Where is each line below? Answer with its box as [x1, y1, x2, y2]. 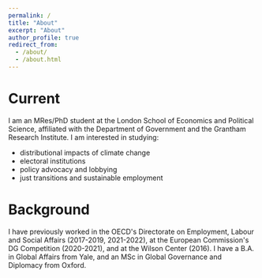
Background [8, 201, 90, 218]
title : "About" [8, 19, 58, 27]
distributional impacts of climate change [19, 148, 151, 157]
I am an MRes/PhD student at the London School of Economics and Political [8, 115, 254, 125]
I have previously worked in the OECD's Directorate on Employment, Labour [8, 227, 255, 236]
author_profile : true [8, 33, 80, 42]
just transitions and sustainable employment [19, 173, 163, 182]
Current [8, 90, 61, 107]
